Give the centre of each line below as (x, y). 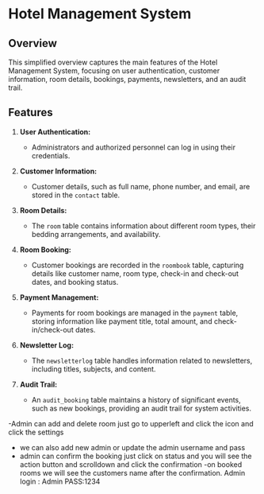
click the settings (36, 432)
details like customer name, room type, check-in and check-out (135, 273)
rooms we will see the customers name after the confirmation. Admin (132, 473)
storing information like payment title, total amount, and (122, 321)
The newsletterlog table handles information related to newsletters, (142, 360)
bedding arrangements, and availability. (96, 234)
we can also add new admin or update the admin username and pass (132, 447)
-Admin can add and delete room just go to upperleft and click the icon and (131, 423)
